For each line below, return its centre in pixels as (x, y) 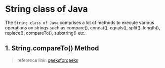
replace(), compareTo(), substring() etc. (45, 33)
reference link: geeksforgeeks (48, 60)
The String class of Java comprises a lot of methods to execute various (80, 23)
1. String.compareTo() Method (52, 48)
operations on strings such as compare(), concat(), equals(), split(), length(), (83, 27)
